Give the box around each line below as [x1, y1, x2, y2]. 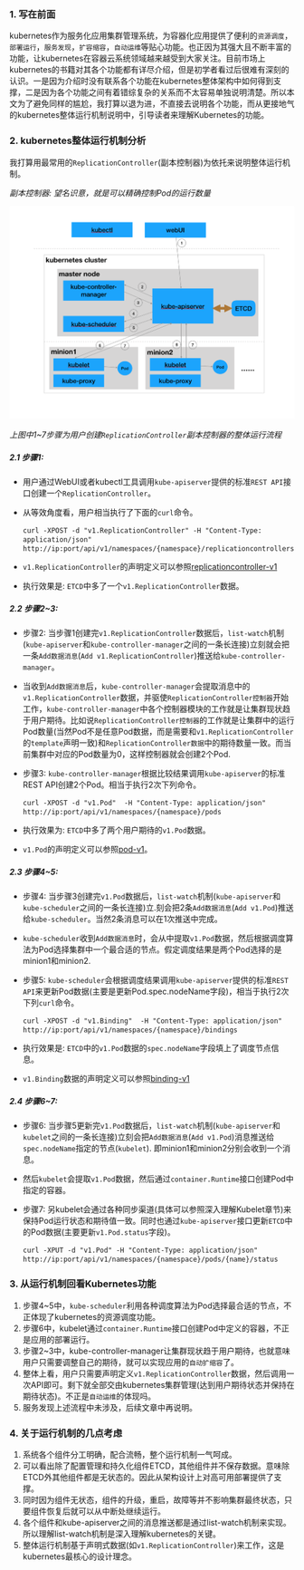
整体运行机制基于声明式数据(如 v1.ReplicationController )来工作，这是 [22, 1539, 285, 1550]
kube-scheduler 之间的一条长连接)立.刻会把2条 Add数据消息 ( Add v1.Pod [22, 902, 276, 913]
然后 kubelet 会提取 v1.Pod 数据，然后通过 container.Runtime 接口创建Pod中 [22, 1173, 294, 1184]
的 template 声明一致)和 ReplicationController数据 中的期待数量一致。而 [22, 737, 284, 748]
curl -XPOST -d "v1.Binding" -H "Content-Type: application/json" [22, 1016, 282, 1026]
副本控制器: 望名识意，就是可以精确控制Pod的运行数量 [9, 188, 211, 198]
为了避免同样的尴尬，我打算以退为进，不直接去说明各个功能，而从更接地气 [16, 98, 295, 110]
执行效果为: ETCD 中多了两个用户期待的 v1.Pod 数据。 [22, 824, 211, 835]
